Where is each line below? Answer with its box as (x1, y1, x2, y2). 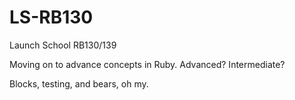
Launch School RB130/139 (9, 39, 117, 51)
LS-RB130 (9, 6, 94, 29)
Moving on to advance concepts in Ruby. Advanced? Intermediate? (9, 58, 286, 70)
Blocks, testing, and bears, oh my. (9, 77, 149, 90)
